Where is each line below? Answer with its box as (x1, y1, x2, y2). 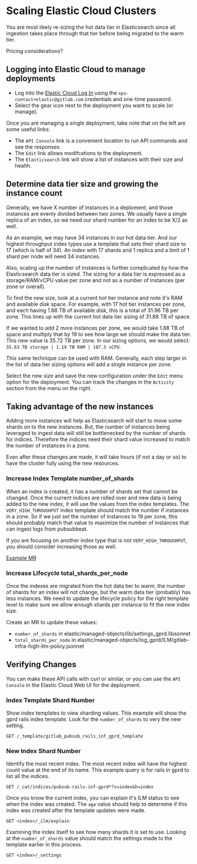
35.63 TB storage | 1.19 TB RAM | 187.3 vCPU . (6, 343, 121, 350)
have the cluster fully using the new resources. (6, 460, 119, 467)
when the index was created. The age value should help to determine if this (6, 801, 188, 808)
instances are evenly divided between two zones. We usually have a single (6, 210, 187, 217)
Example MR (6, 554, 36, 561)
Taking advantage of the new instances (6, 401, 154, 411)
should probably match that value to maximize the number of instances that (6, 519, 189, 526)
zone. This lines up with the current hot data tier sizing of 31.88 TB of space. (6, 313, 191, 320)
